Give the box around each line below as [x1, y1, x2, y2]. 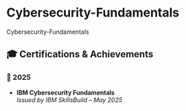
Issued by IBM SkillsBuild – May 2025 [16, 95, 123, 104]
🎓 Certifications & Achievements [6, 48, 154, 60]
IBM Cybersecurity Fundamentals [16, 88, 115, 97]
